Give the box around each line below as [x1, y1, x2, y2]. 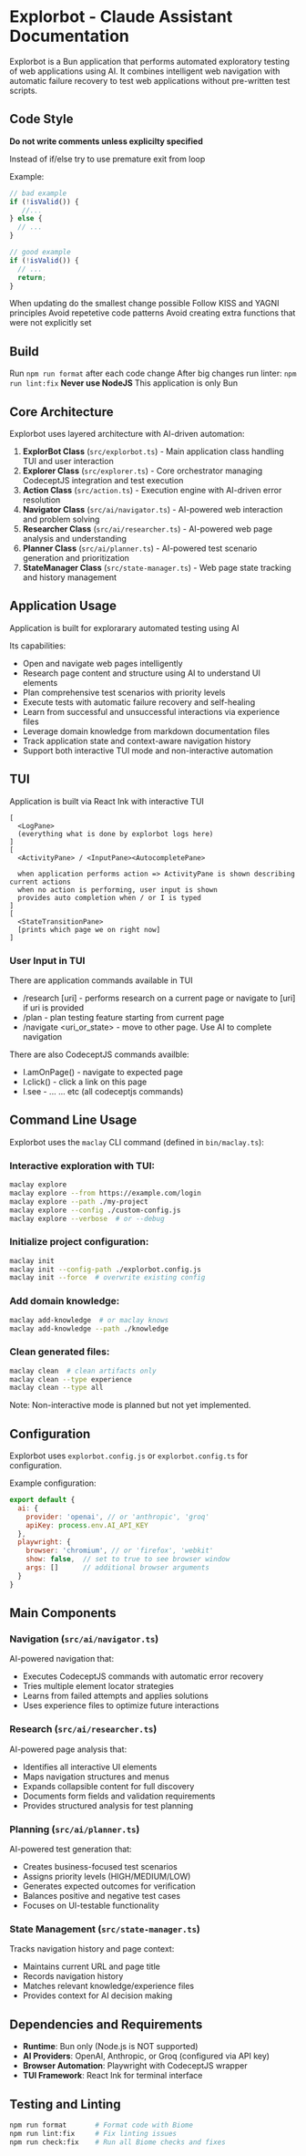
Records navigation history [22, 1971, 124, 1982]
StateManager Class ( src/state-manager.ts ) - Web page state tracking [22, 563, 291, 573]
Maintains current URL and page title [22, 1961, 161, 1972]
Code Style [9, 111, 74, 127]
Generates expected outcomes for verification [22, 1881, 196, 1892]
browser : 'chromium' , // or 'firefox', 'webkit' [25, 1546, 214, 1556]
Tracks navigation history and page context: [9, 1944, 175, 1954]
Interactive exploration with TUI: [9, 1159, 155, 1172]
